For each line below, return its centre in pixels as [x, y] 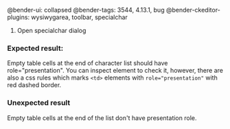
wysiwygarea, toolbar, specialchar [79, 17]
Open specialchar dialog [51, 31]
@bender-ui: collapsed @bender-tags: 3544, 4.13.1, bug [86, 10]
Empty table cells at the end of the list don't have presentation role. [102, 118]
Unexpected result [39, 103]
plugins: [18, 17]
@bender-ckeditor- [193, 10]
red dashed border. [34, 85]
